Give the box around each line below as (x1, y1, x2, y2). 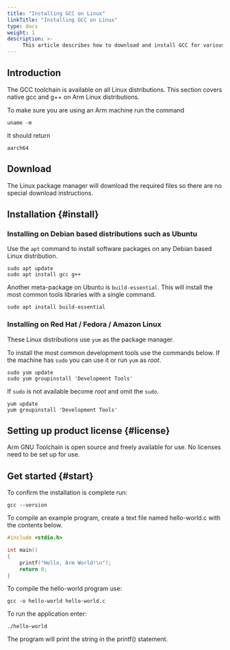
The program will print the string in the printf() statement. (7, 635, 168, 643)
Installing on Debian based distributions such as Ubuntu (7, 229, 197, 239)
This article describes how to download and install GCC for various (22, 42, 225, 49)
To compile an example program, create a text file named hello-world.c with (7, 514, 221, 522)
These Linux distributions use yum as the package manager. (7, 335, 175, 344)
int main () (7, 546, 38, 554)
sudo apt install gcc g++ (7, 272, 81, 278)
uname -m (7, 119, 32, 126)
